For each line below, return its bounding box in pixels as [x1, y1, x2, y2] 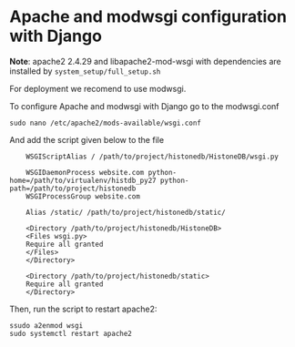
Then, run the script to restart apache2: [9, 303, 158, 314]
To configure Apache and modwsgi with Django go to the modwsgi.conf [9, 100, 280, 111]
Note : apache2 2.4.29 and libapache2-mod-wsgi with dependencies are [9, 56, 281, 66]
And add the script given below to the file [9, 134, 165, 145]
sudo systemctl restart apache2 [9, 329, 132, 338]
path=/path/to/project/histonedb [9, 184, 137, 193]
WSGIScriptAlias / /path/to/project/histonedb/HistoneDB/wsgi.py [25, 152, 280, 161]
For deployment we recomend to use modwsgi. [9, 83, 187, 94]
